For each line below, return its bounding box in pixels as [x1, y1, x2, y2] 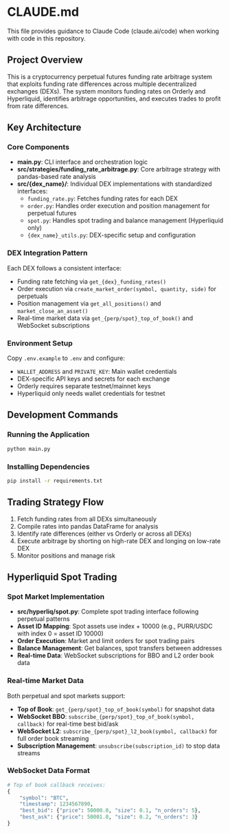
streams [16, 748, 41, 757]
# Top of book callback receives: [7, 781, 106, 788]
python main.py [7, 445, 51, 452]
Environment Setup [7, 338, 73, 348]
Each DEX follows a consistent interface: [7, 264, 122, 272]
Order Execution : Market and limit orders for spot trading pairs [16, 637, 195, 645]
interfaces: [16, 187, 48, 196]
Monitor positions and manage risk [16, 551, 115, 560]
